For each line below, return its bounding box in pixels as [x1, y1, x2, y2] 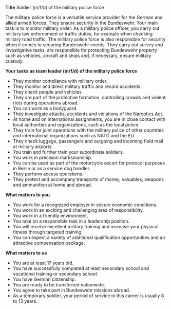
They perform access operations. [12, 171, 84, 177]
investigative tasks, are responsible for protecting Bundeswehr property [5, 47, 158, 53]
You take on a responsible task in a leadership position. [12, 218, 130, 224]
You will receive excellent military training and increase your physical [12, 224, 159, 229]
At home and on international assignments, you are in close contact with [12, 116, 166, 122]
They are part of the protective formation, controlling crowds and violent [12, 95, 166, 100]
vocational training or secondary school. [12, 271, 99, 277]
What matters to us [5, 250, 47, 256]
